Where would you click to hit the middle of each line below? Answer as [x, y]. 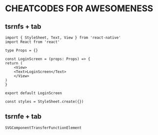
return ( [14, 63]
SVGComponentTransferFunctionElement [43, 128]
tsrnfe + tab [23, 117]
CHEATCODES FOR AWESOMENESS [79, 9]
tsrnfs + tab [23, 27]
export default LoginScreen [34, 93]
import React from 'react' [32, 42]
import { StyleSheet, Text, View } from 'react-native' [63, 38]
